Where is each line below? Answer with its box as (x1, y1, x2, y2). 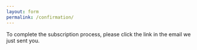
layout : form (6, 8, 39, 15)
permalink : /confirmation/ (6, 14, 74, 20)
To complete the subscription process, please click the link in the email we (6, 30, 191, 37)
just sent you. (6, 37, 40, 44)
